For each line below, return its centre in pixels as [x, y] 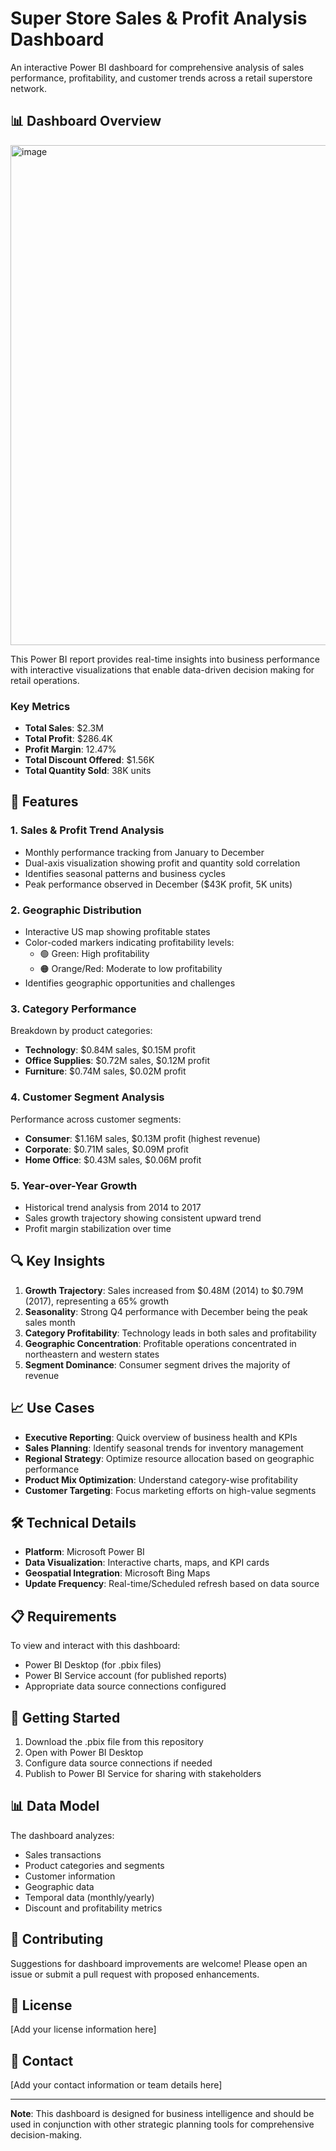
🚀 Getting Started [65, 1717]
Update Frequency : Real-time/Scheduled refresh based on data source [172, 1584]
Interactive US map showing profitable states [117, 932]
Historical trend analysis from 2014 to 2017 [113, 1207]
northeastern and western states [92, 1354]
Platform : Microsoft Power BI [84, 1552]
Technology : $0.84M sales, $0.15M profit [110, 1050]
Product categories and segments [94, 1865]
